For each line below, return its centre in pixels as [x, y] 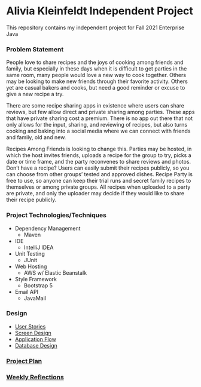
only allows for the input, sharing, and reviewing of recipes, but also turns [97, 125]
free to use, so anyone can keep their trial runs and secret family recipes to [99, 181]
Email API [27, 291]
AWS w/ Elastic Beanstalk [55, 272]
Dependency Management [48, 228]
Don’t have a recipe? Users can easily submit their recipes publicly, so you [98, 168]
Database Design [36, 345]
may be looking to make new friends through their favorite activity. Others [97, 81]
